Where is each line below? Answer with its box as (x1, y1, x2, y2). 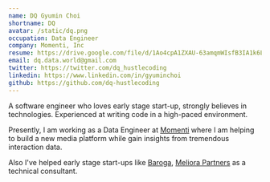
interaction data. (8, 142, 63, 152)
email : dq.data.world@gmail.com (8, 57, 117, 65)
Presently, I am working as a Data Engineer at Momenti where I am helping (8, 125, 255, 135)
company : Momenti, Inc (8, 42, 84, 50)
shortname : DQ (8, 19, 56, 27)
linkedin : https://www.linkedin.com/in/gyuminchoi (8, 71, 182, 79)
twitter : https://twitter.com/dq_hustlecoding (8, 64, 167, 72)
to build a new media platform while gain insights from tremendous (8, 133, 230, 143)
